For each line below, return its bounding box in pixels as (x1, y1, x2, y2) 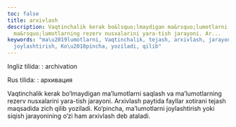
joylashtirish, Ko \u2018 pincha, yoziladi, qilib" (13, 43, 162, 50)
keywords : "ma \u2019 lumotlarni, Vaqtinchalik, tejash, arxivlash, (7, 36, 206, 44)
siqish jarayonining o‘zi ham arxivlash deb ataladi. (7, 112, 151, 120)
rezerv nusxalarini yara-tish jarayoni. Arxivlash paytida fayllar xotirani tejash (7, 97, 226, 105)
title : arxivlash (7, 17, 58, 24)
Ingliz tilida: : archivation (7, 62, 78, 70)
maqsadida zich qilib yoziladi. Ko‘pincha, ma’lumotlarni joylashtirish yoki (7, 105, 215, 112)
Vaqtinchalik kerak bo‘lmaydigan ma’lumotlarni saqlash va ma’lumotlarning (7, 89, 223, 98)
